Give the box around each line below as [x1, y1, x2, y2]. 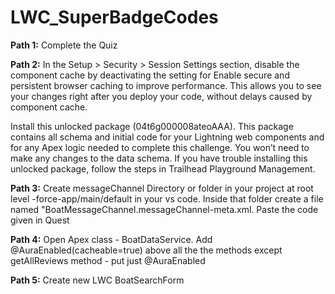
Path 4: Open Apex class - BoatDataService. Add [10, 233, 213, 245]
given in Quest [10, 214, 70, 226]
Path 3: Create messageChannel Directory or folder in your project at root [10, 182, 314, 194]
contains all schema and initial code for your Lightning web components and [10, 131, 325, 143]
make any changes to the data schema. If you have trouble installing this [10, 152, 308, 164]
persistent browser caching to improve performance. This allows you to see [10, 79, 322, 91]
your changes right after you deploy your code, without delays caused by [10, 90, 313, 102]
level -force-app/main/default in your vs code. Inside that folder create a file [10, 192, 324, 205]
